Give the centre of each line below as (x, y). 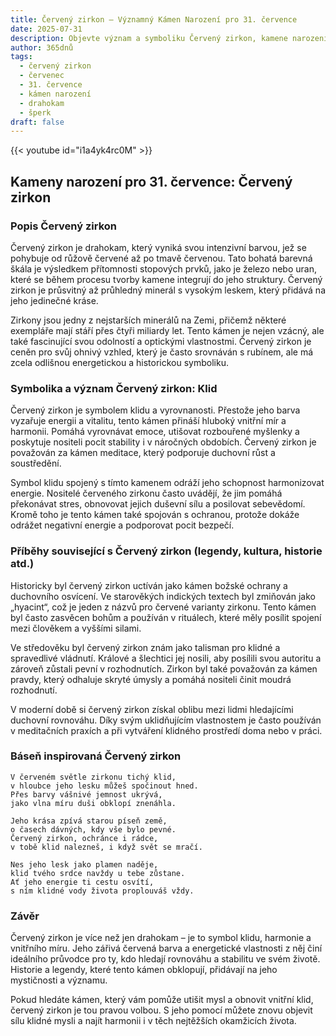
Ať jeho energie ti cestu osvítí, (82, 882)
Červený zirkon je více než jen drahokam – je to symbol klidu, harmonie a (161, 938)
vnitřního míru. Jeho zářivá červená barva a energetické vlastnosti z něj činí (166, 948)
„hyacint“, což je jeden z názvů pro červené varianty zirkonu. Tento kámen (163, 607)
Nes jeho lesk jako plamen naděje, (84, 864)
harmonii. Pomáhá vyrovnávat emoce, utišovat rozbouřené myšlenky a (155, 432)
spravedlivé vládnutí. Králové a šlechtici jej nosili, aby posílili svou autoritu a (166, 658)
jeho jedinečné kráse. (54, 300)
